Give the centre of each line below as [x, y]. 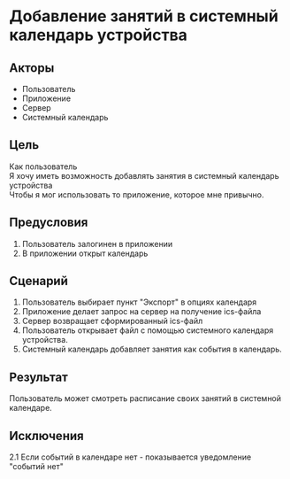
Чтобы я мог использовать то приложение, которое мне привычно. [137, 194]
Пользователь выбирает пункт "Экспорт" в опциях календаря [139, 302]
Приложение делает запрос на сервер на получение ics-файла [141, 312]
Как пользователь [43, 166]
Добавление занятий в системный [144, 16]
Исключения [46, 436]
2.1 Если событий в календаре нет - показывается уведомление [130, 457]
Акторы [32, 68]
